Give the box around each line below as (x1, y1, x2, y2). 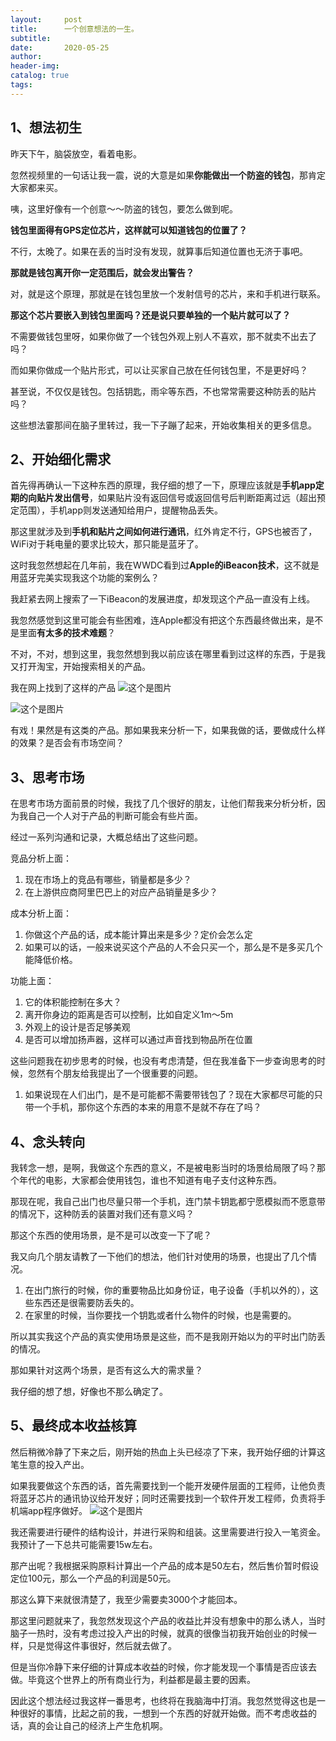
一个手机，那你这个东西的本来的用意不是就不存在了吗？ (33, 1101, 262, 1113)
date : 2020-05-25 (10, 42, 110, 53)
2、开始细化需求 (10, 451, 112, 468)
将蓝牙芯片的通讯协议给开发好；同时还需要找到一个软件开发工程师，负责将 (10, 1492, 317, 1504)
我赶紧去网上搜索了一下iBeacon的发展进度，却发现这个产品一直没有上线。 (10, 593, 316, 605)
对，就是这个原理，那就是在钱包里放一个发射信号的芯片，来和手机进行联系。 (10, 287, 326, 300)
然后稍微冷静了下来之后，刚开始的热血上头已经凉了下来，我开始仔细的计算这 (10, 1446, 326, 1458)
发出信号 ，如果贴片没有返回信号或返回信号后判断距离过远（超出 (53, 492, 317, 504)
